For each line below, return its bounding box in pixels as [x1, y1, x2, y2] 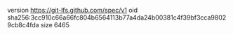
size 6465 [41, 21, 70, 29]
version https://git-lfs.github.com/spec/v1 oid [7, 6, 138, 14]
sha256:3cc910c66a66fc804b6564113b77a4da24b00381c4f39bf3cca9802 [7, 13, 227, 22]
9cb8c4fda [7, 21, 40, 29]
